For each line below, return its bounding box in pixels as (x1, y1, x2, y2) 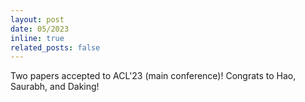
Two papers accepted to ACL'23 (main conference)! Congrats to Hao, (10, 70, 297, 82)
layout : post (10, 14, 65, 25)
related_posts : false (10, 42, 101, 53)
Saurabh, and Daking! (10, 81, 100, 93)
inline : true (10, 33, 65, 43)
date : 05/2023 (10, 24, 70, 34)
